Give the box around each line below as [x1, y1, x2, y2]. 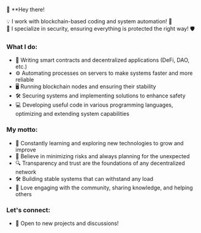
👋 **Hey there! [6, 6, 45, 13]
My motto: [6, 126, 38, 134]
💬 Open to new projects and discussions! [15, 220, 119, 227]
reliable [15, 76, 34, 83]
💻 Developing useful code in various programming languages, [15, 101, 173, 109]
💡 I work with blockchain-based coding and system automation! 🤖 [6, 18, 173, 25]
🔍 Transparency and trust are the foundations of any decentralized [15, 159, 185, 167]
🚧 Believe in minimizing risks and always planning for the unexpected [15, 152, 190, 159]
